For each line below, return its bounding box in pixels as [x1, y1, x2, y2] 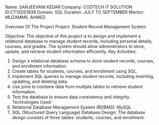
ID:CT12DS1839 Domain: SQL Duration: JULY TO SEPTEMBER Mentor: [5, 9, 145, 15]
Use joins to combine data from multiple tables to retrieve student [12, 84, 143, 89]
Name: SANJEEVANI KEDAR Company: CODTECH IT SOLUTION [5, 4, 132, 10]
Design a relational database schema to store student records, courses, [12, 58, 155, 63]
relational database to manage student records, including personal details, [5, 38, 153, 44]
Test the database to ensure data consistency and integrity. [12, 94, 130, 100]
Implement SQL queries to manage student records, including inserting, [12, 74, 155, 79]
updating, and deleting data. [12, 78, 69, 84]
